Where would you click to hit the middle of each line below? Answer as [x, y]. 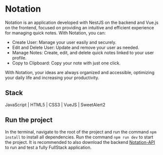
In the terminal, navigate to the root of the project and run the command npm [81, 132]
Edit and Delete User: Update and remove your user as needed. [76, 47]
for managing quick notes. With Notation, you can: [55, 33]
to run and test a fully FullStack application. [48, 147]
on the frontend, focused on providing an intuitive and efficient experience [80, 27]
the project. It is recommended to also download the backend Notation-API [80, 142]
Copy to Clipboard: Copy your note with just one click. [66, 63]
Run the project [29, 120]
